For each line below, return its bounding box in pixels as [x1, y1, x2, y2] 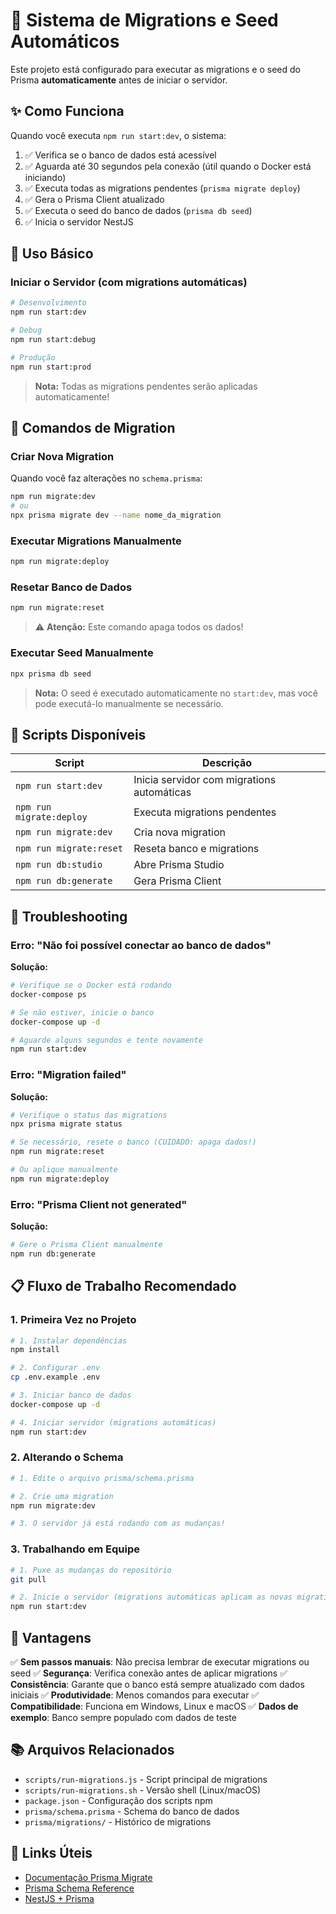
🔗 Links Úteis [10, 1845, 93, 1862]
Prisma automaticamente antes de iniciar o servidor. [10, 74, 228, 86]
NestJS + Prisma [24, 1892, 95, 1904]
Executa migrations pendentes [133, 805, 277, 819]
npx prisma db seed [10, 669, 92, 679]
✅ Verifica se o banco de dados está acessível [24, 149, 217, 161]
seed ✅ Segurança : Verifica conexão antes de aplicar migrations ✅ [10, 1667, 288, 1679]
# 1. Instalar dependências [10, 1335, 128, 1346]
